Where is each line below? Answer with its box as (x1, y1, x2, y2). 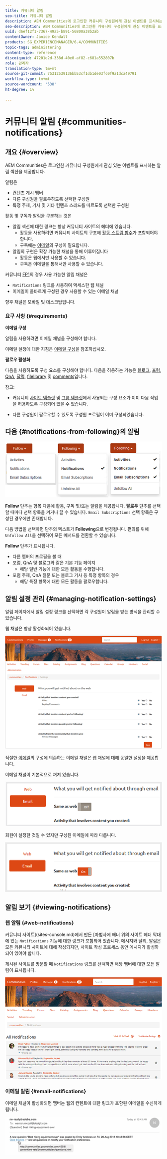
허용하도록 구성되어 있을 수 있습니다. (17, 401, 88, 407)
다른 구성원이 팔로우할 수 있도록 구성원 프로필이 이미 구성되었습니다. (12, 411, 144, 417)
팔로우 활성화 (5, 356, 31, 362)
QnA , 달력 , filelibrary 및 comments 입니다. (5, 373, 88, 379)
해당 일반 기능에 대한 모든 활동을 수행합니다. (19, 566, 105, 572)
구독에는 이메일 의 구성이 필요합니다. (19, 242, 89, 248)
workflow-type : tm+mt (5, 76, 50, 82)
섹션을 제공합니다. (10, 168, 45, 174)
